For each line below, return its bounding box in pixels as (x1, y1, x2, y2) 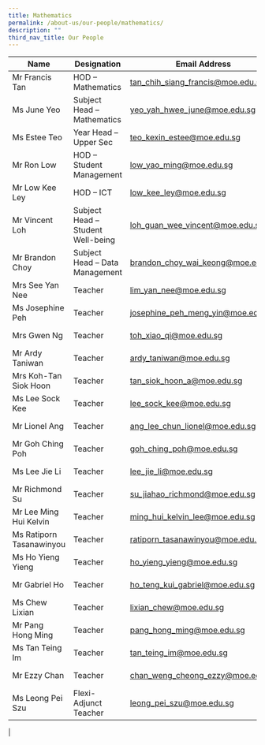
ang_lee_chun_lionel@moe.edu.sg (129, 421, 256, 432)
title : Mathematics (8, 11, 73, 20)
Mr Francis (12, 72, 52, 83)
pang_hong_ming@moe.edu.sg (129, 624, 246, 635)
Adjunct (73, 698, 103, 709)
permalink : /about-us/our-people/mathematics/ (8, 19, 164, 27)
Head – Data (73, 257, 119, 268)
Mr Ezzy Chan (12, 670, 65, 681)
